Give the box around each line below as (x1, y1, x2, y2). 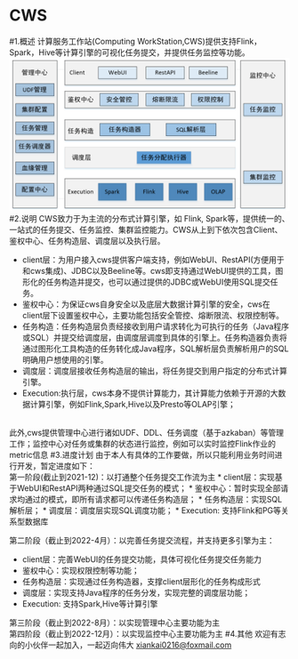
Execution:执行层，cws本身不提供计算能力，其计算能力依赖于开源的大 (21, 388, 278, 398)
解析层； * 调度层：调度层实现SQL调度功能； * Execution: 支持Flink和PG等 (9, 504, 282, 516)
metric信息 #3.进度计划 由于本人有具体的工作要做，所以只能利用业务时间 (9, 449, 275, 460)
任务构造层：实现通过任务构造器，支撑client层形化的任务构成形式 (21, 575, 261, 587)
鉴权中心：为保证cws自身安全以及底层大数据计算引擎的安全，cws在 (21, 299, 270, 309)
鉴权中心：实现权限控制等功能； (21, 565, 140, 575)
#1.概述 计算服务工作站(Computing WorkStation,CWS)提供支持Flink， (9, 36, 262, 46)
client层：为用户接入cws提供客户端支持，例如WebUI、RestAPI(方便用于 (21, 254, 285, 265)
